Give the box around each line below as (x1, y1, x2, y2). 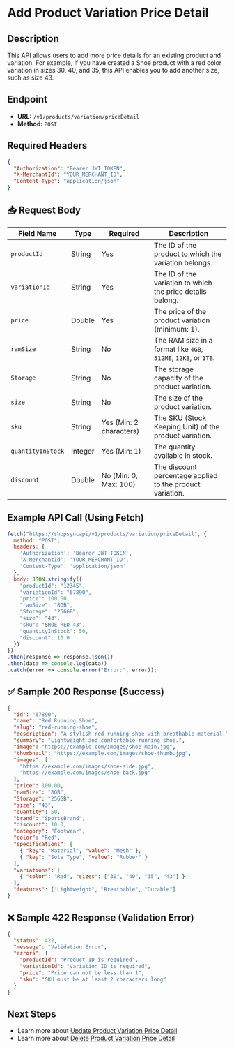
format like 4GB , (154, 344, 203, 354)
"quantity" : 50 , (13, 808, 61, 815)
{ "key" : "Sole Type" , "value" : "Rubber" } (19, 854, 148, 861)
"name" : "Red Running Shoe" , (13, 717, 98, 724)
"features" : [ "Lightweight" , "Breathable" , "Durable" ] (13, 886, 176, 893)
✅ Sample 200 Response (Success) (7, 686, 165, 698)
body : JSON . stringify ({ (13, 576, 82, 583)
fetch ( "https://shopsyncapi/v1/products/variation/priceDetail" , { (7, 530, 208, 537)
